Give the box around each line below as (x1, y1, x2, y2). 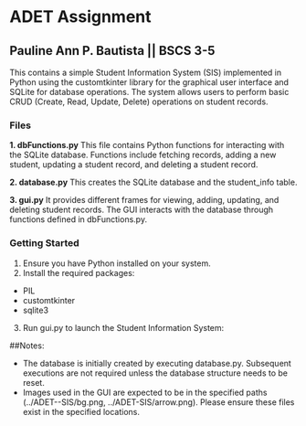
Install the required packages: (22, 267, 135, 278)
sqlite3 (22, 304, 48, 315)
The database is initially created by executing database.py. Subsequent (22, 357, 292, 368)
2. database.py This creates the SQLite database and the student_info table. (9, 176, 298, 188)
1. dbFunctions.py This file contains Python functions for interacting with (9, 140, 285, 151)
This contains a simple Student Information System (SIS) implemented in (9, 67, 282, 78)
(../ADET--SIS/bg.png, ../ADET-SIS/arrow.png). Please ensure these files (22, 396, 295, 408)
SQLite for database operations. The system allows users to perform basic (9, 87, 290, 97)
